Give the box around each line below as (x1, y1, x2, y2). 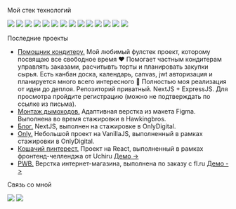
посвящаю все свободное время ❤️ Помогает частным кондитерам (17, 55, 223, 63)
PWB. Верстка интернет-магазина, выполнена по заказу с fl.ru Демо (17, 159, 225, 168)
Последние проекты (7, 34, 69, 42)
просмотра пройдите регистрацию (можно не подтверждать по (17, 93, 211, 100)
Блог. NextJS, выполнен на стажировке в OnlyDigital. (17, 122, 176, 130)
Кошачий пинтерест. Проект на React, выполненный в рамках (17, 144, 204, 153)
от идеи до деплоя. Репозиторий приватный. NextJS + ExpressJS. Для (17, 85, 228, 93)
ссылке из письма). (17, 100, 77, 108)
